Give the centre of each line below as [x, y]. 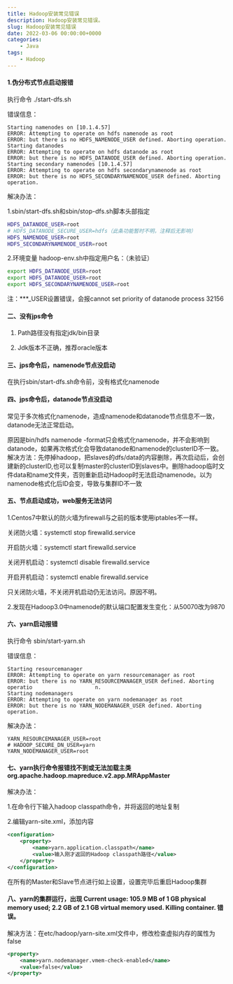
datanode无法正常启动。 [43, 425]
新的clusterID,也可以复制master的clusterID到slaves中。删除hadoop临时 [116, 466]
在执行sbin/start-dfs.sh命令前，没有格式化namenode [83, 382]
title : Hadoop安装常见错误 [43, 14]
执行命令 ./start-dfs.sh [39, 99]
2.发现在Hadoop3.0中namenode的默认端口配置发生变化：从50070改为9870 [116, 606]
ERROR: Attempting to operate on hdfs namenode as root [90, 134]
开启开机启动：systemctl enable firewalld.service [78, 577]
